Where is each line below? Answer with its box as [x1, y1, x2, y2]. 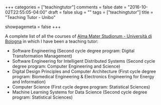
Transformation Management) [12, 53, 72, 59]
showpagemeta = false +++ [5, 24, 61, 30]
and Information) [12, 79, 46, 85]
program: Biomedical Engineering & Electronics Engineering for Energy [12, 74, 155, 79]
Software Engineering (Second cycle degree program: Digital [12, 48, 135, 53]
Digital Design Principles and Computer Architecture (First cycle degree [12, 69, 156, 74]
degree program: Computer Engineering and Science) [12, 63, 121, 69]
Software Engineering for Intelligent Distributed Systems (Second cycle [12, 58, 155, 64]
